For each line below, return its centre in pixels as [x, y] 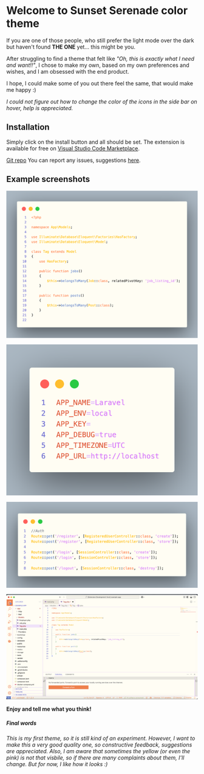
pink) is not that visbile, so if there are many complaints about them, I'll [95, 758]
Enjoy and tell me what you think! [49, 709]
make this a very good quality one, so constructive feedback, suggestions [99, 744]
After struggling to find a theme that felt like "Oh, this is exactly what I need [100, 58]
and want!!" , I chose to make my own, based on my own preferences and [98, 65]
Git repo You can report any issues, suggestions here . [73, 160]
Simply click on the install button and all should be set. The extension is [96, 142]
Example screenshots [48, 179]
